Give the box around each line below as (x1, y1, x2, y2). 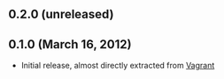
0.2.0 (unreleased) (8, 7, 114, 22)
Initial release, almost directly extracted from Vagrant (20, 61, 215, 71)
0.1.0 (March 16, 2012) (8, 37, 132, 52)
